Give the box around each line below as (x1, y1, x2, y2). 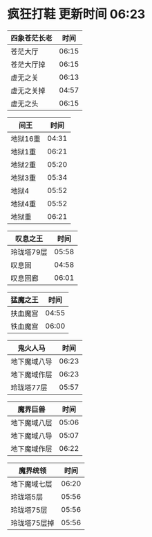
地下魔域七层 (10, 479, 53, 488)
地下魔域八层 (10, 418, 53, 427)
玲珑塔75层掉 (10, 518, 55, 528)
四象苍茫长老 (10, 33, 53, 42)
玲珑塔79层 (10, 247, 48, 257)
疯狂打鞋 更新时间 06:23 (7, 6, 146, 22)
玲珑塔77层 (10, 383, 48, 393)
